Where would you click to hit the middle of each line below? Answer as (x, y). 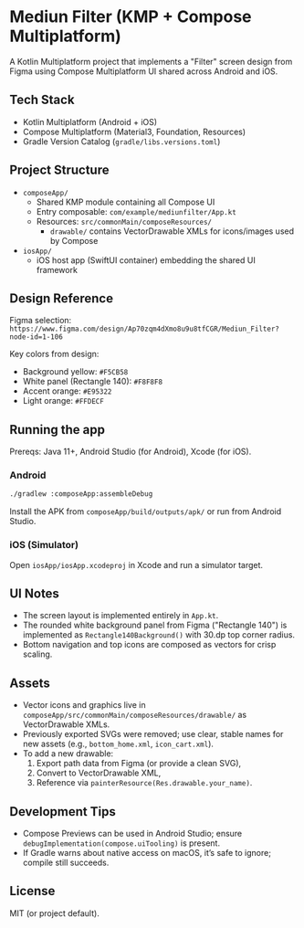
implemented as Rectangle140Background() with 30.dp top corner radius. (158, 635)
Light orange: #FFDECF (63, 401)
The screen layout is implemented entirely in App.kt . (121, 616)
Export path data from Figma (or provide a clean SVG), (139, 764)
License (32, 891)
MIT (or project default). (55, 913)
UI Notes (34, 594)
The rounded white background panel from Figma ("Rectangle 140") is (155, 625)
